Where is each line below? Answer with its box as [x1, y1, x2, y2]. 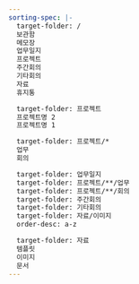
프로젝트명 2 [16, 113, 56, 122]
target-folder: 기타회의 [16, 203, 102, 212]
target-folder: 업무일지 [16, 169, 102, 179]
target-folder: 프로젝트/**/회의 [16, 186, 130, 195]
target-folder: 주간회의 [16, 194, 102, 204]
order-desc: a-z [16, 220, 77, 229]
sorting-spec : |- [8, 13, 74, 22]
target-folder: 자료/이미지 [16, 211, 112, 220]
